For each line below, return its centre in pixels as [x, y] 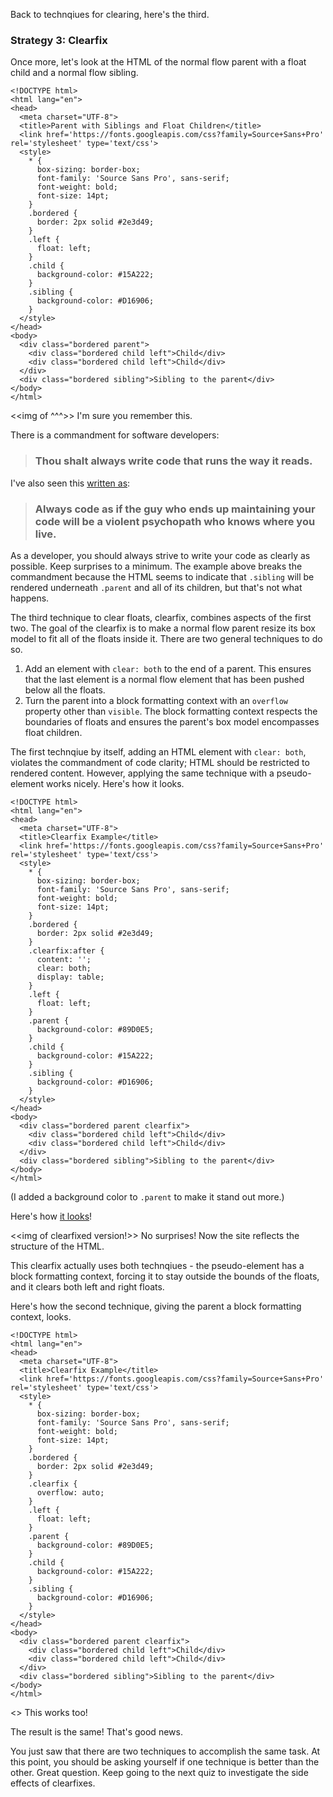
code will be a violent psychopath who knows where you [175, 521]
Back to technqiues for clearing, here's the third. [110, 14]
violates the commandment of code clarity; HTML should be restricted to [160, 762]
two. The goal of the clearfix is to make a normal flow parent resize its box [163, 628]
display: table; [70, 977]
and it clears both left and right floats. [87, 1286]
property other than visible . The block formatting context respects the [171, 711]
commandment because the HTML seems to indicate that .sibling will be [162, 576]
